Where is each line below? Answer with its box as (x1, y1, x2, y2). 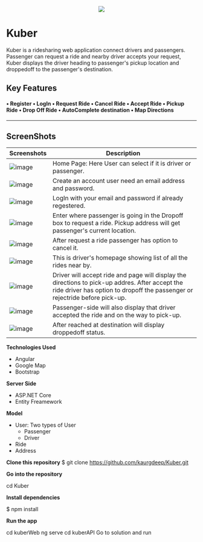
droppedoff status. (52, 328, 106, 337)
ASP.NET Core (14, 392, 51, 399)
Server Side (6, 380, 37, 387)
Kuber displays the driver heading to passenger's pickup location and (6, 59, 179, 66)
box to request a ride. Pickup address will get (52, 219, 181, 228)
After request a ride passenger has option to (52, 236, 178, 244)
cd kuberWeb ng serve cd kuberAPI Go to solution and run (6, 529, 152, 537)
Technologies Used (6, 344, 56, 351)
